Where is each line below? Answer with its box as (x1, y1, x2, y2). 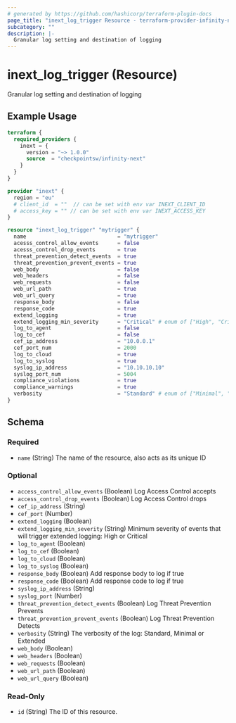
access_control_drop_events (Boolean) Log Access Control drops (17, 494, 207, 503)
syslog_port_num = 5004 (13, 370, 137, 377)
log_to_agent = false (13, 325, 140, 332)
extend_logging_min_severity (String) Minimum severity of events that (17, 524, 221, 532)
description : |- (7, 30, 55, 37)
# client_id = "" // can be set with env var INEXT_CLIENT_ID (13, 201, 206, 208)
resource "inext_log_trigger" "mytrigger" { (7, 227, 140, 234)
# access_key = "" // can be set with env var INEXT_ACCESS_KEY (13, 207, 206, 215)
